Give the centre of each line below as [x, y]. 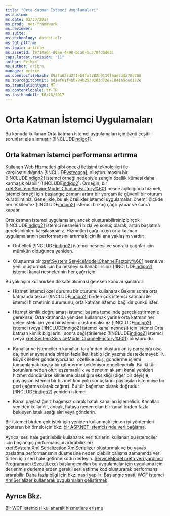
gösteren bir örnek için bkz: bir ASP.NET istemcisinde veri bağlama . [76, 427]
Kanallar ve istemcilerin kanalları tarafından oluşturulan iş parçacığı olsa [87, 349]
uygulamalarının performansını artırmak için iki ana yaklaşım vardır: [75, 236]
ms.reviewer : [19, 29]
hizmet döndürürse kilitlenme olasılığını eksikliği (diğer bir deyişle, [81, 375]
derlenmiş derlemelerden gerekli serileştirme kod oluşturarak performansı [82, 469]
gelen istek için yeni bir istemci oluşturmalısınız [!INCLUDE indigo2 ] [82, 323]
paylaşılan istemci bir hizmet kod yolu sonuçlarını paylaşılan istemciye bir [89, 381]
